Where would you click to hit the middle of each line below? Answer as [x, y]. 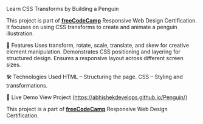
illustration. [20, 33]
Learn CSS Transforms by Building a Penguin [63, 9]
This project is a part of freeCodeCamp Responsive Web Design [87, 109]
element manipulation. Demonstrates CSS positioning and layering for [93, 52]
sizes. [14, 64]
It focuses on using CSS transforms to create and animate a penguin [92, 27]
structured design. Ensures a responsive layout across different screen [95, 58]
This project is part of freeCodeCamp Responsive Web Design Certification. [102, 20]
